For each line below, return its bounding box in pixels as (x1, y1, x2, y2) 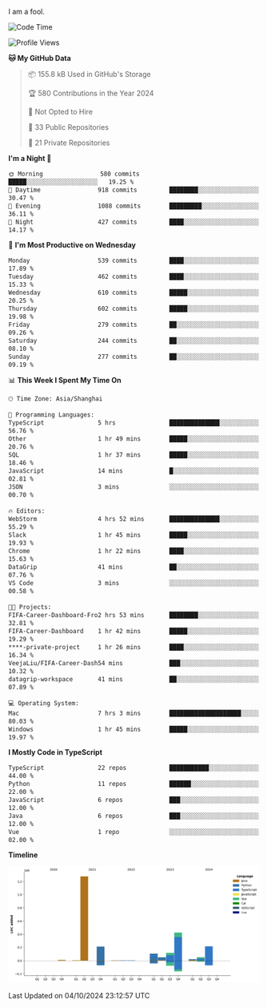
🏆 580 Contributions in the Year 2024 (27, 88, 154, 98)
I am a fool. (8, 7, 46, 16)
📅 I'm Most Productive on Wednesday (8, 240, 136, 249)
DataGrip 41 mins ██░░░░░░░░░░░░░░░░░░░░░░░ (8, 563, 260, 571)
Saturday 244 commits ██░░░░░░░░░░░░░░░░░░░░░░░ (8, 337, 260, 345)
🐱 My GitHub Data (8, 54, 72, 62)
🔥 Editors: (8, 507, 46, 515)
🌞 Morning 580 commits (8, 170, 140, 178)
